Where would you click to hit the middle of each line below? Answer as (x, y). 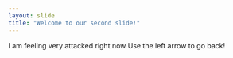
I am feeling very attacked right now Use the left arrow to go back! (116, 45)
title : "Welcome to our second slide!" (74, 23)
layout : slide (32, 15)
